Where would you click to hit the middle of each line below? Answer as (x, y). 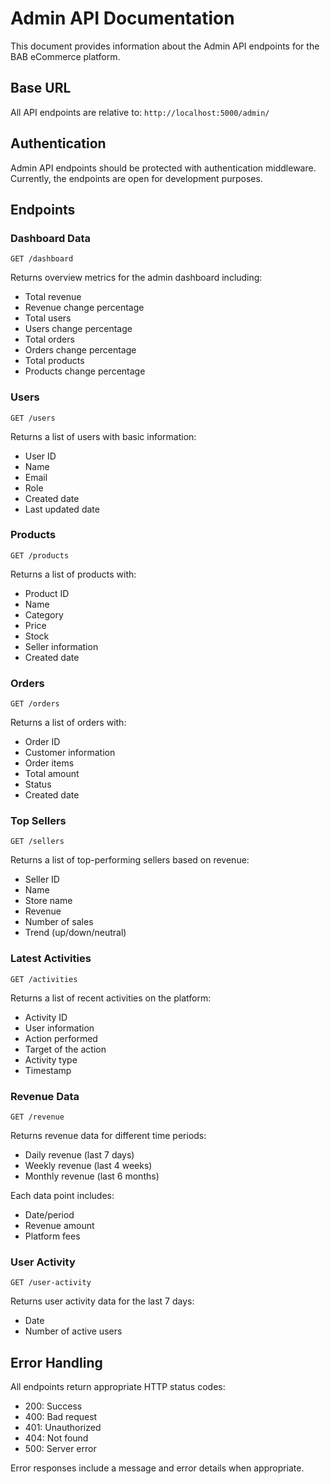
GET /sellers (37, 842)
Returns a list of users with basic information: (103, 436)
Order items (49, 763)
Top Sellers (38, 821)
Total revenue (53, 297)
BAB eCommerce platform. (65, 56)
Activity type (51, 1059)
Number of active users (73, 1331)
